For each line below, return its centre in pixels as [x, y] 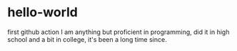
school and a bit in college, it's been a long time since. [87, 39]
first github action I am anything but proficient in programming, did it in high [118, 32]
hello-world [43, 12]
